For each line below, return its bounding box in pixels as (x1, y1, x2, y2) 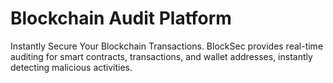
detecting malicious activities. (10, 61, 133, 73)
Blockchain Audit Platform (10, 7, 232, 30)
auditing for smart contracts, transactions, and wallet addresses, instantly (10, 50, 313, 62)
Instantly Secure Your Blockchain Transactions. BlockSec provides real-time (10, 40, 324, 52)
